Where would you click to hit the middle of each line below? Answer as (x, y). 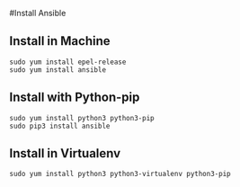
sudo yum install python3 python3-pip (82, 118)
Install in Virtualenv (65, 153)
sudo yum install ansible (58, 70)
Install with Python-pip (75, 98)
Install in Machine (60, 41)
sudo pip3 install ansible (60, 126)
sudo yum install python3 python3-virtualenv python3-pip (120, 174)
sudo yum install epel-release (68, 62)
